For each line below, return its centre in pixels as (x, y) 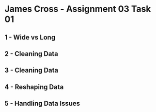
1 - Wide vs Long (30, 37)
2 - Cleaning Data (31, 54)
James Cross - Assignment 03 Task (78, 9)
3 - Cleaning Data (31, 70)
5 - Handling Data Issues (42, 103)
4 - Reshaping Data (34, 87)
